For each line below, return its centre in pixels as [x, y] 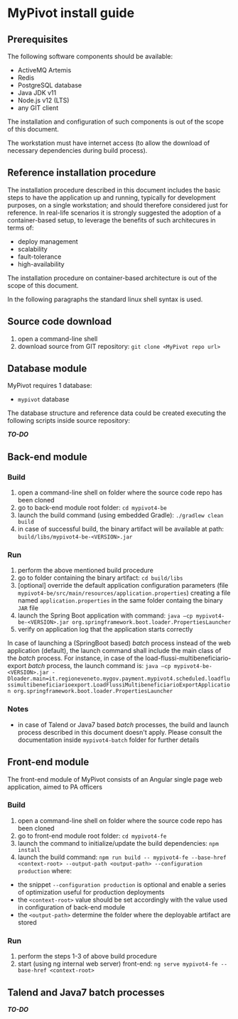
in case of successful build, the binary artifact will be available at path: [121, 529]
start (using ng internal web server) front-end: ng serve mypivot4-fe [118, 964]
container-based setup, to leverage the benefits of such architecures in [112, 220]
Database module [47, 368]
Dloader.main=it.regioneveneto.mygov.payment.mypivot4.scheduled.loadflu [119, 679]
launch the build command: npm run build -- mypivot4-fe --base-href [122, 857]
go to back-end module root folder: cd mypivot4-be [92, 508]
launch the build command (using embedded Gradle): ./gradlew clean [120, 515]
